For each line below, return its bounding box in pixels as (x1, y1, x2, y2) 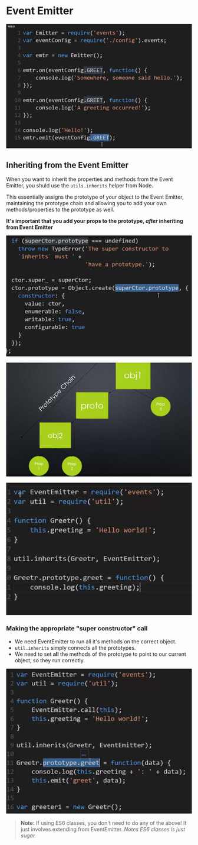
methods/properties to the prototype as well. (6, 206, 115, 213)
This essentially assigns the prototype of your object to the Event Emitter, (6, 193, 184, 200)
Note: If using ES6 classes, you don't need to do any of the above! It (20, 820, 187, 827)
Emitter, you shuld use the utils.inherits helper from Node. (6, 182, 153, 189)
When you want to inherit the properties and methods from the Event (6, 176, 173, 183)
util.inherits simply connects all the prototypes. (14, 644, 136, 651)
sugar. (20, 832, 37, 839)
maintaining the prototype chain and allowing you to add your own (6, 199, 167, 206)
